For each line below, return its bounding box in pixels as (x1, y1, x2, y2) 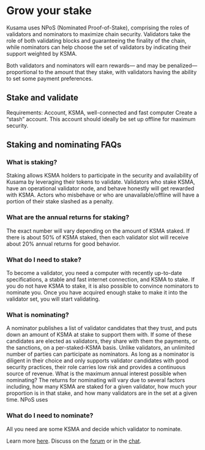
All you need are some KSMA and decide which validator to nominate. (6, 425, 182, 432)
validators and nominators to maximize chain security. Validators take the (6, 30, 191, 37)
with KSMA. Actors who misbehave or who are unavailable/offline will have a (6, 191, 199, 199)
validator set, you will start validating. (6, 295, 100, 303)
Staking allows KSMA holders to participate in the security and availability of (6, 172, 199, 179)
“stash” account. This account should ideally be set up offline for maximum (6, 115, 196, 122)
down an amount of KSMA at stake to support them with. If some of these (6, 331, 192, 339)
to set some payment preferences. (6, 75, 94, 82)
